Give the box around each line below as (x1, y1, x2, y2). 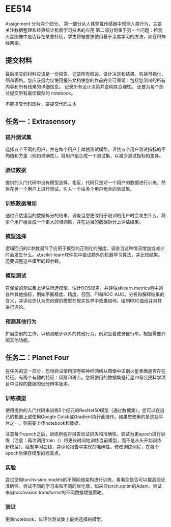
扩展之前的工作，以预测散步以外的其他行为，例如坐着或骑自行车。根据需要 (5, 330, 161, 336)
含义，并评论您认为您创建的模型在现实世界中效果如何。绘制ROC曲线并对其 (5, 297, 162, 304)
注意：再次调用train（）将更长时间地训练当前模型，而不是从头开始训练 (14, 438, 162, 444)
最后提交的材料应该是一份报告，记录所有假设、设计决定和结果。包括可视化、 (5, 71, 166, 77)
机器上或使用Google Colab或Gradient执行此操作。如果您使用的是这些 (14, 414, 159, 420)
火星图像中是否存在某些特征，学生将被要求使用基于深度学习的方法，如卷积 (5, 33, 161, 39)
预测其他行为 (5, 318, 37, 325)
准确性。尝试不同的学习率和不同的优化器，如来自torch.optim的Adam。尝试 (5, 483, 162, 489)
